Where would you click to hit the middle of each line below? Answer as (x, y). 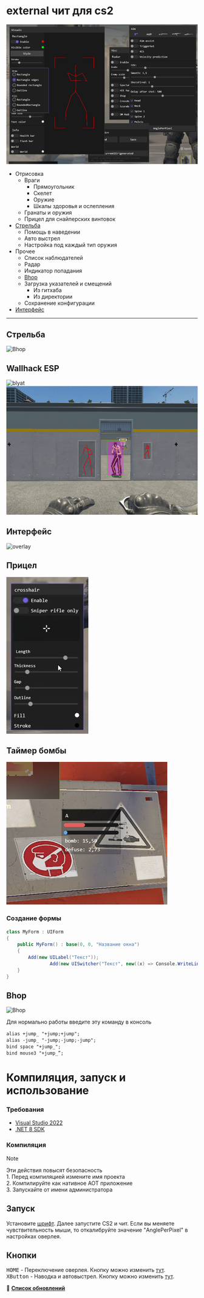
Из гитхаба (47, 290)
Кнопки (22, 1255)
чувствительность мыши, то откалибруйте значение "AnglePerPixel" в (97, 1230)
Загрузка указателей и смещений (68, 284)
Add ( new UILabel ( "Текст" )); (63, 958)
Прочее (25, 251)
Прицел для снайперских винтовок (70, 219)
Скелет (42, 194)
